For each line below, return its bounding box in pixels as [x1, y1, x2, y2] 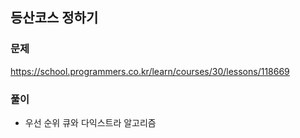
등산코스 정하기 [10, 9, 99, 27]
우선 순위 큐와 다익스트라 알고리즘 [24, 116, 157, 128]
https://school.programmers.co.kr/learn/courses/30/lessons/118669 [10, 65, 290, 77]
